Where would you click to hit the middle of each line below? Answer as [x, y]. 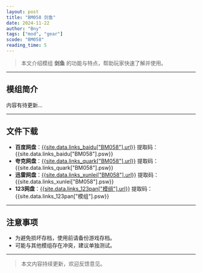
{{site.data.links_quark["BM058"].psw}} [64, 167]
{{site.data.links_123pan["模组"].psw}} [62, 196]
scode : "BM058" [25, 40]
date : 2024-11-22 [28, 23]
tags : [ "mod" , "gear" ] [35, 34]
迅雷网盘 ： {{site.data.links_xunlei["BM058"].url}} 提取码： [87, 175]
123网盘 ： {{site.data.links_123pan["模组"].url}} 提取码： [84, 188]
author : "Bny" [24, 28]
